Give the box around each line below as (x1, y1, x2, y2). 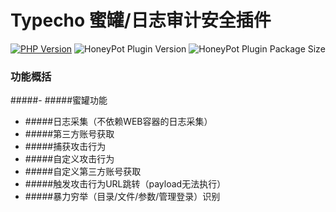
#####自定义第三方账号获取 (24, 166, 142, 178)
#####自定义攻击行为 (24, 153, 115, 165)
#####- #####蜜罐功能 (10, 94, 108, 106)
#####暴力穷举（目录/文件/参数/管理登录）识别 (24, 191, 221, 203)
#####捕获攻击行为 (24, 141, 107, 153)
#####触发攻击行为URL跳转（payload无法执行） (24, 178, 227, 190)
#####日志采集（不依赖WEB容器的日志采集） (24, 116, 213, 128)
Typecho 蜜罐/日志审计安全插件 (10, 9, 272, 32)
